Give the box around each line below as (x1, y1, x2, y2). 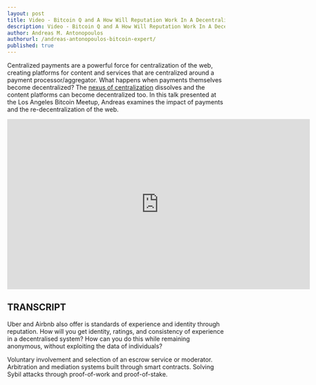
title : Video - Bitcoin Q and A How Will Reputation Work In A (7, 17, 194, 24)
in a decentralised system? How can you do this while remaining (7, 335, 190, 343)
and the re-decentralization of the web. (7, 105, 119, 113)
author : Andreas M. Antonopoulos (7, 29, 104, 37)
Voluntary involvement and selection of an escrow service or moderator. (7, 355, 213, 364)
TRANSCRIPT (7, 301, 67, 313)
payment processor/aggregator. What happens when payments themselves (7, 76, 223, 84)
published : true (7, 42, 54, 49)
